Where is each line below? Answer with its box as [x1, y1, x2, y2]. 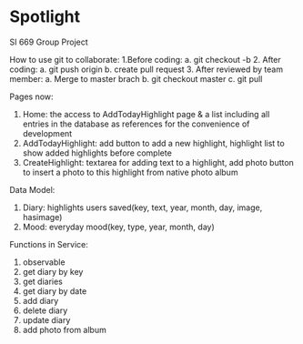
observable [22, 257, 66, 268]
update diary [22, 314, 71, 325]
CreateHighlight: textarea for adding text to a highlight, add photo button [22, 157, 294, 167]
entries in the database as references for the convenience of [22, 118, 250, 129]
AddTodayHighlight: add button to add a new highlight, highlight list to [22, 137, 285, 148]
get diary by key [22, 266, 84, 277]
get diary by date [22, 285, 87, 297]
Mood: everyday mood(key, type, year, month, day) [22, 221, 216, 232]
